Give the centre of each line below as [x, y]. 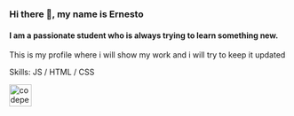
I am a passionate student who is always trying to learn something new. [144, 35]
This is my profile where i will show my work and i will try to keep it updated [147, 55]
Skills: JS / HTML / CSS [52, 72]
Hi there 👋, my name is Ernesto [76, 14]
